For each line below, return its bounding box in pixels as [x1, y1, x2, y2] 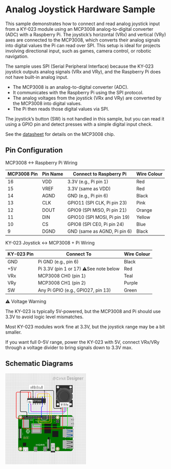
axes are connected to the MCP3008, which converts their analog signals [5, 37, 160, 43]
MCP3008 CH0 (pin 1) [37, 273, 86, 279]
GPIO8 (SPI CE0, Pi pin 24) [67, 221, 124, 227]
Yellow [136, 214, 151, 220]
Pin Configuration [5, 146, 63, 155]
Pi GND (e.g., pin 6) [37, 258, 79, 264]
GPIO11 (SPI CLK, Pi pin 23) [67, 200, 127, 206]
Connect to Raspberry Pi [73, 171, 127, 177]
